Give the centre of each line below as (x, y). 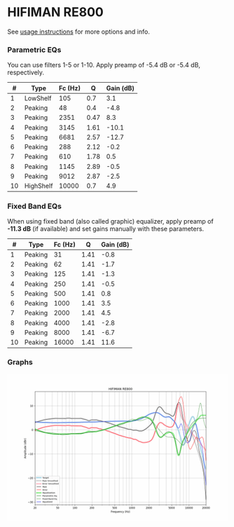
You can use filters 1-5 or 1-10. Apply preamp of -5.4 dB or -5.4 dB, (104, 65)
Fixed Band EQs (34, 206)
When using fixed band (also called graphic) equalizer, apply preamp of (110, 221)
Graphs (20, 362)
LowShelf (38, 98)
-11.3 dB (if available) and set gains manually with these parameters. (106, 229)
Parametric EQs (34, 50)
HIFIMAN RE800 (55, 12)
